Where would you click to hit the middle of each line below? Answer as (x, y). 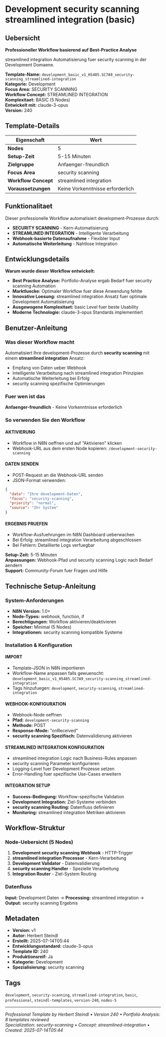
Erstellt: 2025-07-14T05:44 (41, 941)
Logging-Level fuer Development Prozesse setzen (63, 769)
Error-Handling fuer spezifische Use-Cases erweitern (67, 774)
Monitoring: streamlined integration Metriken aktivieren (69, 812)
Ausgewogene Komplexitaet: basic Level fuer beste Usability (75, 307)
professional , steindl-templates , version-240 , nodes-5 (61, 1000)
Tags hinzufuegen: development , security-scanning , (65, 688)
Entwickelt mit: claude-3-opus (37, 105)
